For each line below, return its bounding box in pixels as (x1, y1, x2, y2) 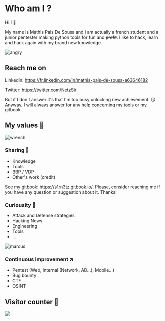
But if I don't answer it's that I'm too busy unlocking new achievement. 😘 (5, 96, 156, 102)
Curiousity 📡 (5, 201, 36, 208)
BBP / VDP (12, 169, 34, 175)
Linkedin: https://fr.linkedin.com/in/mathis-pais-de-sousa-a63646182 (5, 77, 148, 83)
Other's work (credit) (12, 174, 56, 180)
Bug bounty (12, 272, 36, 279)
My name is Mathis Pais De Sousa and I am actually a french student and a (5, 29, 159, 35)
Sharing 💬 (5, 147, 29, 154)
